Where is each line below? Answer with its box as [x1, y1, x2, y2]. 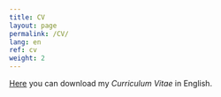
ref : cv [9, 46, 38, 55]
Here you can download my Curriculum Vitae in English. [9, 78, 213, 88]
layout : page [9, 21, 57, 30]
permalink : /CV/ [9, 29, 69, 38]
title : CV [9, 12, 46, 22]
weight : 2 [9, 54, 46, 63]
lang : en [9, 37, 42, 47]
